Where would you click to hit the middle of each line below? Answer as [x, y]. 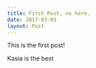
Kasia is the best [31, 58]
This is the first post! [36, 46]
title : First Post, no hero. [49, 13]
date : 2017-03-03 [32, 20]
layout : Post [26, 26]
